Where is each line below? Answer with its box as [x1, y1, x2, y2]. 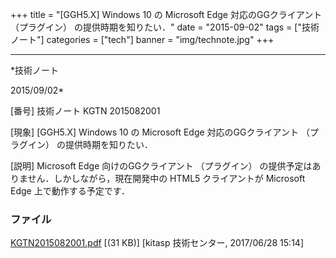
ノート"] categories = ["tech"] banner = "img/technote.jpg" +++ [10, 34, 275, 45]
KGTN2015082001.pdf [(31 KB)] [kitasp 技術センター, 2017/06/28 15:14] [10, 237, 304, 249]
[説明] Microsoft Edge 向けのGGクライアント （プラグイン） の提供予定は [10, 160, 313, 172]
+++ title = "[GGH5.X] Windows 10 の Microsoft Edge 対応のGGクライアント [10, 9, 323, 20]
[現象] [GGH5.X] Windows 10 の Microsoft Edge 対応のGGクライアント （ [10, 126, 310, 138]
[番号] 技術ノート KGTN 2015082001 [10, 105, 161, 117]
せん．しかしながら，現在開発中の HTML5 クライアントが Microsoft [27, 173, 306, 184]
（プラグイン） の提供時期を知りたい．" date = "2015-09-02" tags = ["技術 [10, 21, 320, 33]
